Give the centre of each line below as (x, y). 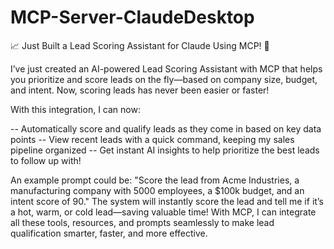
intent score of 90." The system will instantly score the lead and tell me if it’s (167, 201)
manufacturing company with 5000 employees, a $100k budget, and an (157, 190)
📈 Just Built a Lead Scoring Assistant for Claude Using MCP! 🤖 (140, 45)
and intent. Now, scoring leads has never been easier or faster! (140, 90)
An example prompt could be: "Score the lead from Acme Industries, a (155, 180)
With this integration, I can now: (75, 109)
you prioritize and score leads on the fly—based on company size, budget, (164, 79)
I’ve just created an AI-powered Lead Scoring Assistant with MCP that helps (166, 68)
